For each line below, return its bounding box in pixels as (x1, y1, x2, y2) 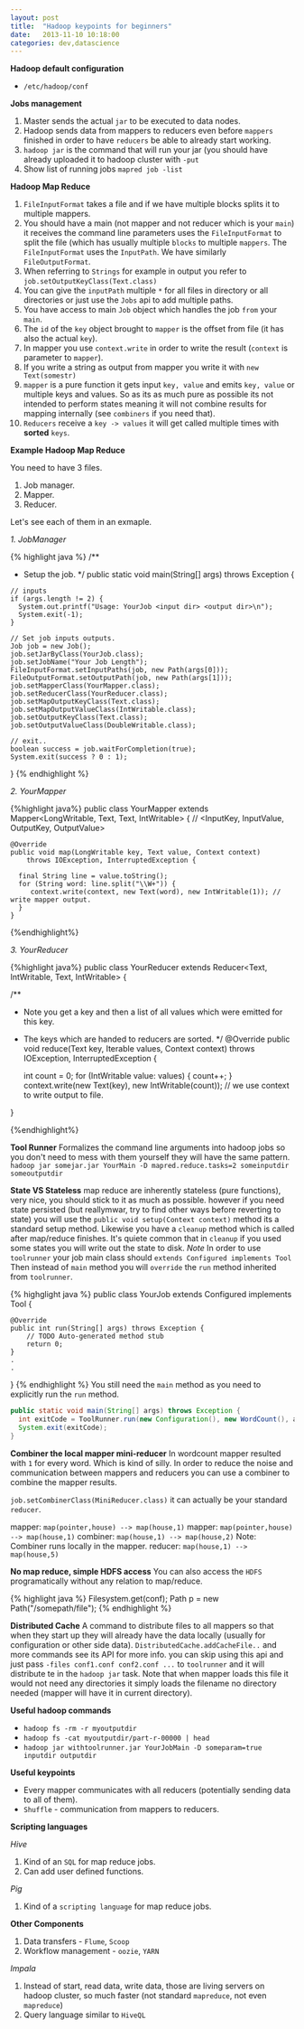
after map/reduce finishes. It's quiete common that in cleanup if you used (10, 1233, 282, 1244)
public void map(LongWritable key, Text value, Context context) (10, 848, 261, 857)
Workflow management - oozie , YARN (23, 1945, 160, 1956)
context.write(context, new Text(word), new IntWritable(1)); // (30, 887, 281, 897)
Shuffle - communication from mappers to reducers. (23, 1803, 220, 1814)
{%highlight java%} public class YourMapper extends (10, 803, 209, 814)
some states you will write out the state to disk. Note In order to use (10, 1243, 262, 1254)
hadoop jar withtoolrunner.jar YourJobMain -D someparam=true (23, 1743, 263, 1753)
